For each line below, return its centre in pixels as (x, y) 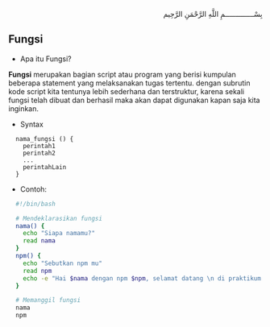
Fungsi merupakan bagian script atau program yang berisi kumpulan (122, 74)
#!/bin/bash (36, 204)
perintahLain (45, 167)
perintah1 (39, 146)
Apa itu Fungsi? (46, 59)
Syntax (32, 124)
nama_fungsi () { (45, 139)
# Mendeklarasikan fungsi (59, 218)
